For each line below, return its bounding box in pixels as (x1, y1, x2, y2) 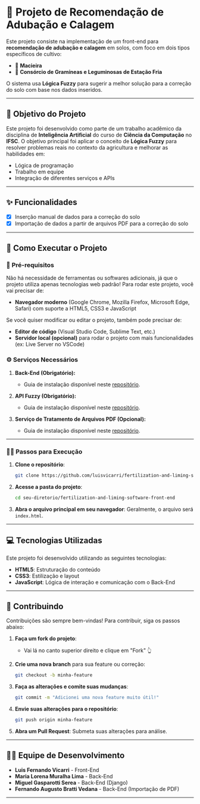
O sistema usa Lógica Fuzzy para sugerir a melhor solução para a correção (6, 80, 192, 87)
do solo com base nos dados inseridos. (6, 86, 103, 93)
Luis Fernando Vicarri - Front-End (14, 766, 99, 774)
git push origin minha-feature (14, 717, 93, 723)
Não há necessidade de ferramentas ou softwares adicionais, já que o (6, 274, 178, 282)
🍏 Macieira (14, 62, 42, 69)
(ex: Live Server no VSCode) (14, 341, 85, 348)
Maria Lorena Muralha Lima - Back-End (14, 772, 113, 780)
